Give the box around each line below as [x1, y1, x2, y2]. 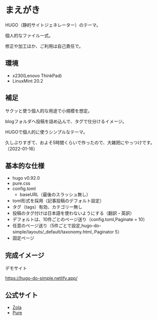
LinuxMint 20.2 [12, 78, 43, 84]
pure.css [12, 180, 31, 187]
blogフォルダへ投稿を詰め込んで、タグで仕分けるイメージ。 [5, 118, 127, 124]
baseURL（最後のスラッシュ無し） [19, 192, 91, 198]
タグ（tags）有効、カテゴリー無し [12, 204, 83, 210]
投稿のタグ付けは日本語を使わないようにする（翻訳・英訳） [12, 210, 135, 216]
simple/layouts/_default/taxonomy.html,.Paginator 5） [12, 229, 122, 235]
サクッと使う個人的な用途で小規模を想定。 [5, 107, 92, 113]
